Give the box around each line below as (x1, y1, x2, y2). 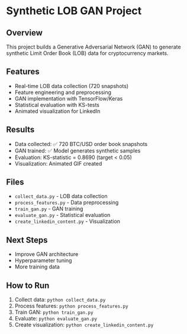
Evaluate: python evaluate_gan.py (14, 315, 98, 322)
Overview (6, 28, 43, 38)
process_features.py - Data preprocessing (14, 199, 119, 206)
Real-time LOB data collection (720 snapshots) (14, 82, 129, 89)
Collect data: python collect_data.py (14, 296, 106, 303)
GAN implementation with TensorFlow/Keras (14, 95, 123, 102)
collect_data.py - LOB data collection (14, 193, 108, 200)
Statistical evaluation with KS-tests (14, 101, 99, 108)
